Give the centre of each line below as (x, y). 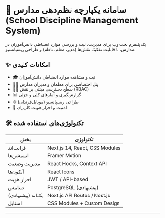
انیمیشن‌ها (18, 155)
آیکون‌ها (16, 172)
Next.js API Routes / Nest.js (79, 195)
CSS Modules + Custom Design (84, 203)
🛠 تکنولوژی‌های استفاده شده (45, 123)
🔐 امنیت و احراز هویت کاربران (40, 107)
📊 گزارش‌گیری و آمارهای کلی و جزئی (47, 94)
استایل (15, 203)
